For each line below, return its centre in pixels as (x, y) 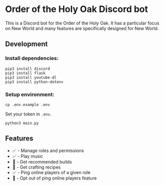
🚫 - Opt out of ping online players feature (55, 178)
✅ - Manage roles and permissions (48, 150)
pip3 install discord (28, 68)
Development (27, 44)
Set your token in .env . (28, 114)
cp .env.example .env (28, 104)
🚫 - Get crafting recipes (36, 167)
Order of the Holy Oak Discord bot (77, 9)
